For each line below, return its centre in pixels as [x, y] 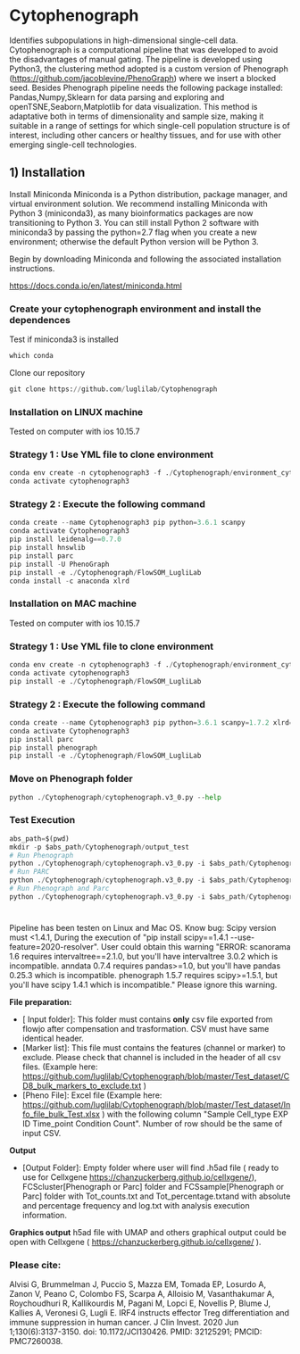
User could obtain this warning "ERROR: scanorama [196, 946]
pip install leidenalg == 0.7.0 [66, 540]
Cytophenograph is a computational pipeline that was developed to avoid [144, 49]
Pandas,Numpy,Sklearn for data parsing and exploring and [117, 97]
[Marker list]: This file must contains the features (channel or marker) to [154, 1047]
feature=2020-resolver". [54, 946]
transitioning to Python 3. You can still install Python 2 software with [134, 222]
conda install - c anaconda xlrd [69, 581]
